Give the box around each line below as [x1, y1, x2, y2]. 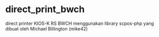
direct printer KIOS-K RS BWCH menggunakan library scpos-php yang [5, 20, 154, 26]
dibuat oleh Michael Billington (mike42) [5, 25, 88, 31]
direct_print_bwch [5, 4, 85, 15]
